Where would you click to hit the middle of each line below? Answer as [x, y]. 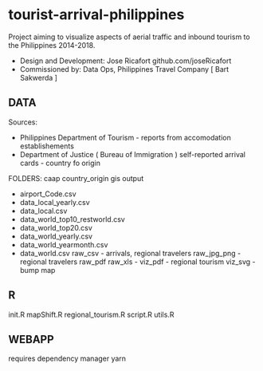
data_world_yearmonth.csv [64, 244]
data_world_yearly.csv [56, 236]
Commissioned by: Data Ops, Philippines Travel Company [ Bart [124, 69]
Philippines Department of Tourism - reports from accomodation [125, 137]
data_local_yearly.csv [55, 202]
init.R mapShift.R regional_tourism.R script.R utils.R [91, 314]
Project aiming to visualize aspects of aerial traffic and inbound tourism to [129, 37]
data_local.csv [43, 211]
